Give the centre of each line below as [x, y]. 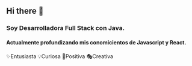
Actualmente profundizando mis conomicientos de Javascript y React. [96, 42]
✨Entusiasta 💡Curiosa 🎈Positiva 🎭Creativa [60, 56]
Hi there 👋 [25, 11]
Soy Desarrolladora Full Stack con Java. [66, 28]
